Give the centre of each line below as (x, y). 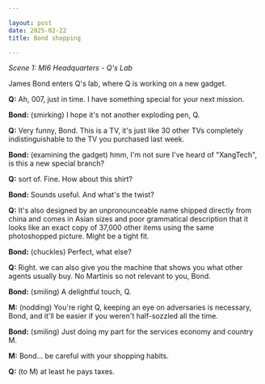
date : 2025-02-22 (38, 30)
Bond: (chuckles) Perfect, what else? (70, 252)
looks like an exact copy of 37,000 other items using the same (111, 228)
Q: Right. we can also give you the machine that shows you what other (126, 268)
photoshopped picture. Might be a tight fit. (79, 236)
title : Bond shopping (45, 38)
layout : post (30, 23)
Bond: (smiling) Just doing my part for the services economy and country (131, 331)
